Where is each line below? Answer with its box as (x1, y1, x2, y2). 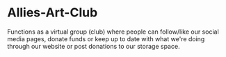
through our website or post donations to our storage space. (7, 42, 180, 50)
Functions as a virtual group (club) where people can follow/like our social (7, 27, 219, 36)
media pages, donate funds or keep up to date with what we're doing (7, 34, 205, 43)
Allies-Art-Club (7, 5, 98, 21)
